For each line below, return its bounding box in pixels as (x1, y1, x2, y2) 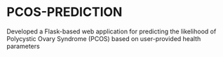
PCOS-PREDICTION (6, 4, 123, 20)
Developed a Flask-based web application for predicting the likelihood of (6, 27, 217, 35)
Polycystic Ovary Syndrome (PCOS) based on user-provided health (6, 34, 201, 42)
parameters (6, 42, 40, 50)
